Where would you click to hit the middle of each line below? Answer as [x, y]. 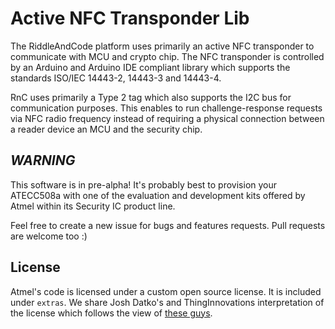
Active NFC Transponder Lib [130, 18]
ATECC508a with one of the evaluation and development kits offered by [158, 195]
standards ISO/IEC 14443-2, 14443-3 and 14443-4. [116, 78]
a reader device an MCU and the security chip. [106, 129]
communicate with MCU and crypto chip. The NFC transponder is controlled [167, 56]
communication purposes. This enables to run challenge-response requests [166, 108]
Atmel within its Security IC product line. [93, 206]
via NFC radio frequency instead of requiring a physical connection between [167, 118]
